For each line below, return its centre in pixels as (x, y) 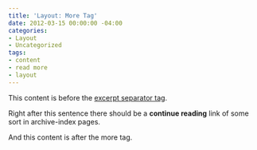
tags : (17, 53)
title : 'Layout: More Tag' (53, 16)
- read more (28, 68)
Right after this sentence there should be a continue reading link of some (128, 113)
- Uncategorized (35, 45)
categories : (28, 30)
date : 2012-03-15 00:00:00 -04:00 (66, 23)
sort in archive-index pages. (55, 121)
